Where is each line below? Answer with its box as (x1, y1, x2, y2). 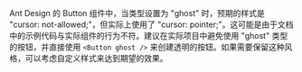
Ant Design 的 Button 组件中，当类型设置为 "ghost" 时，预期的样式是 (9, 8, 265, 18)
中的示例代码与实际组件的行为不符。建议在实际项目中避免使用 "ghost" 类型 (9, 31, 288, 40)
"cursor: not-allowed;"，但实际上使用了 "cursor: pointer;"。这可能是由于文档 (9, 19, 294, 30)
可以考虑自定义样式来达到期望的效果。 (24, 53, 168, 63)
